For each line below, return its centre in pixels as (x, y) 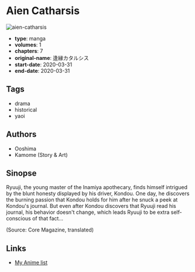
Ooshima (25, 149)
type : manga (30, 38)
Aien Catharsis (43, 11)
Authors (21, 134)
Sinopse (21, 173)
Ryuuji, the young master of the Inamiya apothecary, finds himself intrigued (97, 187)
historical (25, 109)
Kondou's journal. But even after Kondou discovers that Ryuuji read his (91, 206)
